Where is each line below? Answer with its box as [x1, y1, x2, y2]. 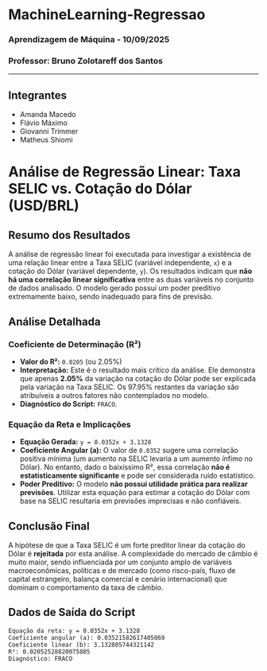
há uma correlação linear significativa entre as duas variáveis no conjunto [8, 275, 254, 284]
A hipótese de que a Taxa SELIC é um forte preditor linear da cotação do [8, 540, 246, 550]
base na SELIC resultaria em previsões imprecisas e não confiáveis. [19, 496, 242, 506]
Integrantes [8, 88, 68, 102]
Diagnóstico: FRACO [8, 654, 73, 662]
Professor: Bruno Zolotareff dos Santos [8, 56, 163, 67]
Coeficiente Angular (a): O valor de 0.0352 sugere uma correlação [19, 446, 238, 455]
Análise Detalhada [8, 314, 101, 328]
